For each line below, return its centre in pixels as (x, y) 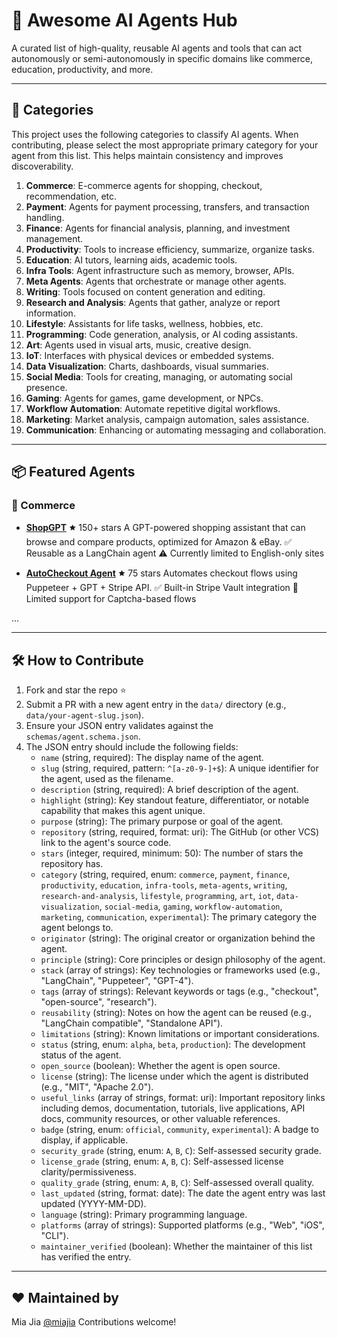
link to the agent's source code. (106, 843)
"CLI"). (54, 1236)
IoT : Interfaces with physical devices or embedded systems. (149, 355)
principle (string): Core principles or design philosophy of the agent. (183, 960)
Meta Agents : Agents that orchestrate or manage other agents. (156, 281)
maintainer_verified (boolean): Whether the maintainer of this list (176, 1246)
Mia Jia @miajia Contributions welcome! (94, 1322)
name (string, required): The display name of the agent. (152, 758)
